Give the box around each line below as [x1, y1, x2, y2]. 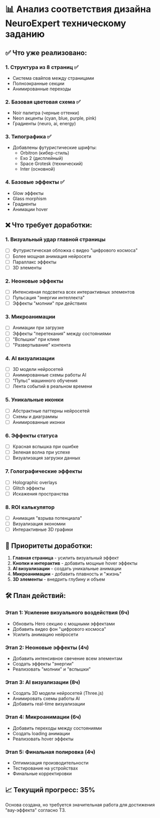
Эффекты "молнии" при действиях [12, 300, 87, 306]
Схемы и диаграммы [12, 413, 58, 419]
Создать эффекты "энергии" [12, 661, 74, 667]
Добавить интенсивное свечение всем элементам [12, 656, 123, 662]
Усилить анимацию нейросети [12, 631, 78, 637]
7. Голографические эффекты [5, 468, 82, 475]
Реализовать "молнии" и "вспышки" [12, 666, 91, 672]
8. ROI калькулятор [5, 504, 55, 511]
